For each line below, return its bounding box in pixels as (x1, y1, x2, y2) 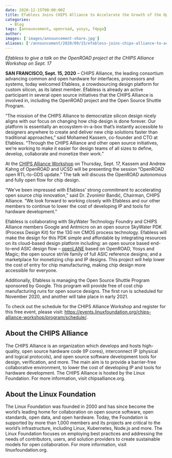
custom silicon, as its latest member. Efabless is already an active (5, 86, 143, 93)
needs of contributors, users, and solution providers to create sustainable (5, 436, 160, 442)
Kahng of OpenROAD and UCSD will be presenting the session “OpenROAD (5, 166, 164, 172)
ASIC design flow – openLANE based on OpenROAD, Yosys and (20, 245, 155, 251)
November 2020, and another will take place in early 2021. (5, 293, 129, 300)
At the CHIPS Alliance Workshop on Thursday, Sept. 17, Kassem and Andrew (5, 161, 166, 167)
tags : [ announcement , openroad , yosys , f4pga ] (5, 27, 106, 32)
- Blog (10, 21, 24, 27)
